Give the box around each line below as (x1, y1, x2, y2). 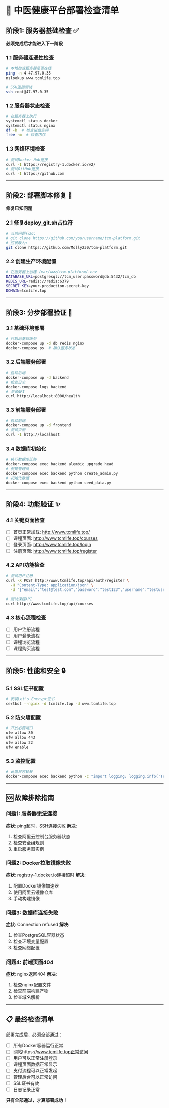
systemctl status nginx (6, 123, 56, 128)
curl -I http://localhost (6, 432, 60, 437)
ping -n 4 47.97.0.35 (6, 71, 51, 76)
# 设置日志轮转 (6, 769, 33, 774)
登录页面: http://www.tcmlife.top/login (13, 542, 92, 548)
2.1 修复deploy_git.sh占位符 (6, 219, 73, 226)
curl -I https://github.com (6, 171, 65, 176)
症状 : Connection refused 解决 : (6, 922, 70, 928)
